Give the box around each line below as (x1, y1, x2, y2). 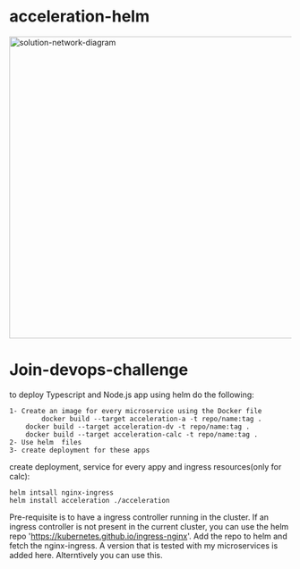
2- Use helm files (9, 437, 82, 446)
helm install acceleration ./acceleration (9, 496, 170, 505)
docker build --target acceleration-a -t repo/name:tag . (41, 414, 262, 423)
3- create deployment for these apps (9, 446, 150, 454)
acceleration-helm (9, 6, 150, 27)
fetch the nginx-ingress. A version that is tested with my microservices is (9, 539, 279, 551)
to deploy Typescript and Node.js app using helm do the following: (9, 389, 255, 400)
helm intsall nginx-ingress (9, 488, 115, 497)
